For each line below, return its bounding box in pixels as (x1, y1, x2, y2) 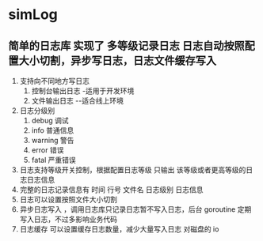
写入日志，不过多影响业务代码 (19, 215, 117, 224)
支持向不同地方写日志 (19, 77, 90, 85)
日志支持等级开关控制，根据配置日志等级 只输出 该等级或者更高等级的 (19, 165, 246, 175)
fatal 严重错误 (31, 156, 77, 164)
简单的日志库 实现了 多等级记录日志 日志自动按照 (8, 39, 245, 52)
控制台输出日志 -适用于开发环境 (31, 86, 135, 96)
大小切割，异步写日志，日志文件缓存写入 (18, 54, 216, 67)
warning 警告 (31, 136, 74, 145)
